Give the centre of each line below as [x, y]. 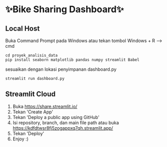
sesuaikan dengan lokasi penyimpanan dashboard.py [61, 69]
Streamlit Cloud [30, 94]
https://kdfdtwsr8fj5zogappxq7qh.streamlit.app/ [63, 128]
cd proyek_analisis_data [31, 55]
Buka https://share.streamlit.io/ [45, 106]
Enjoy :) [21, 139]
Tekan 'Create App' [33, 112]
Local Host [23, 28]
